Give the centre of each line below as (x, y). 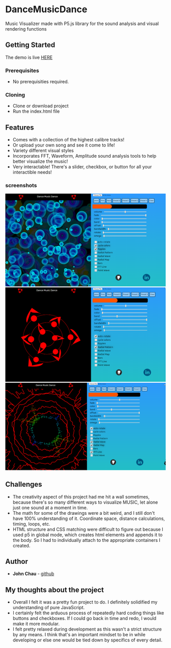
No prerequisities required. (41, 82)
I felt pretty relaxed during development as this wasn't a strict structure (87, 629)
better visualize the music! (40, 161)
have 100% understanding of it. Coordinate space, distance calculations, (89, 518)
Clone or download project (40, 106)
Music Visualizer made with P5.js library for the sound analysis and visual (82, 23)
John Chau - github (33, 574)
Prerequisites (22, 70)
